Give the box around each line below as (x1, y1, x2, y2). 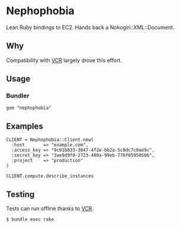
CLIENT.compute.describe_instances (6, 173, 94, 179)
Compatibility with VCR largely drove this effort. (6, 56, 123, 63)
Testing (6, 189, 35, 199)
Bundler (6, 92, 30, 100)
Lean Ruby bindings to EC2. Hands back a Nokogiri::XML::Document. (6, 24, 175, 31)
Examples (6, 121, 43, 131)
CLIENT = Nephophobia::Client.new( (6, 137, 94, 143)
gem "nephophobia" (6, 105, 52, 111)
